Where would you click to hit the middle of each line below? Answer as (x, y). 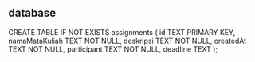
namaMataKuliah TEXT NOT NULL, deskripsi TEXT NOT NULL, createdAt (127, 41)
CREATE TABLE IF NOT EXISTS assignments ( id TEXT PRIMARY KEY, (122, 32)
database (32, 13)
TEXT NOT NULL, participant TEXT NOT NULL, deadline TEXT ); (113, 49)
